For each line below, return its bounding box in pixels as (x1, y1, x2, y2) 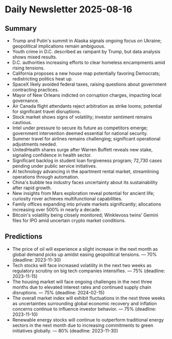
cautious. (12, 119, 32, 125)
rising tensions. (12, 65, 45, 71)
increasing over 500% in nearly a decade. (12, 207, 101, 212)
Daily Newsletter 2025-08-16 (5, 4, 132, 15)
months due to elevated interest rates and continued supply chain (12, 284, 151, 290)
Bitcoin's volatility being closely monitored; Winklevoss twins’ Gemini (12, 212, 159, 218)
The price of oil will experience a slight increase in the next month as (12, 246, 158, 252)
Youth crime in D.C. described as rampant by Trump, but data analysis (12, 49, 161, 54)
